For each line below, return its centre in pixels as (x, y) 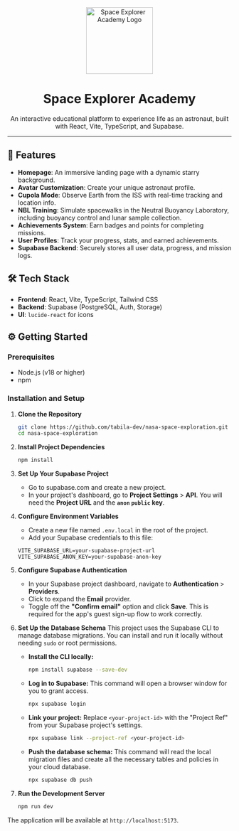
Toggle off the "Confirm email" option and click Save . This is (118, 606)
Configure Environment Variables (68, 516)
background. (36, 180)
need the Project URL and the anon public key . (96, 503)
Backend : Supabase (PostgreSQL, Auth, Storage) (90, 307)
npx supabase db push (60, 780)
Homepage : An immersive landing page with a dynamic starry (108, 172)
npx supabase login (57, 704)
